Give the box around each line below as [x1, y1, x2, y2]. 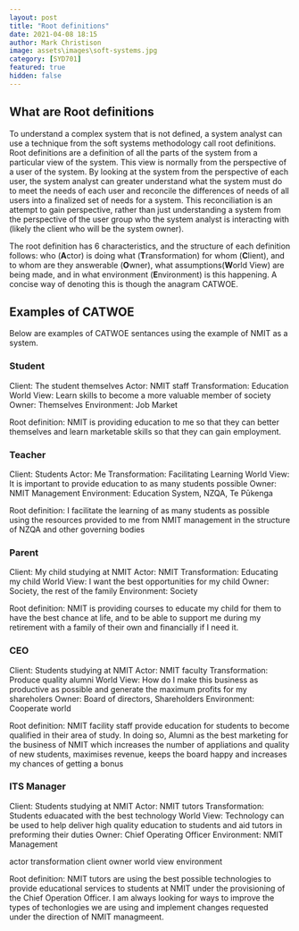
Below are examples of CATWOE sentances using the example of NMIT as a [9, 328, 288, 339]
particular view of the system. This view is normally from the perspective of [9, 157, 287, 167]
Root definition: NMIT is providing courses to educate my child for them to [9, 603, 282, 614]
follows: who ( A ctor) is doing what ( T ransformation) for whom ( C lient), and [9, 250, 286, 260]
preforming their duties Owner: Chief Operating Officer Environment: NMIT [9, 829, 284, 840]
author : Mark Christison [9, 38, 102, 47]
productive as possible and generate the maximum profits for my [9, 683, 247, 694]
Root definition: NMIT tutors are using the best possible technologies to [9, 873, 272, 884]
